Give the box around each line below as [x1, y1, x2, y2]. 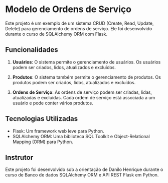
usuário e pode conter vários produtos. [12, 100, 94, 106]
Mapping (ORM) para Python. [12, 139, 74, 145]
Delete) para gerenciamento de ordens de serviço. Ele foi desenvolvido [5, 25, 152, 31]
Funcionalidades [5, 45, 59, 54]
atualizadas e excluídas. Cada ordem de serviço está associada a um [12, 94, 155, 100]
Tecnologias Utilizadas [5, 114, 78, 123]
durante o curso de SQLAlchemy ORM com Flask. [5, 31, 108, 37]
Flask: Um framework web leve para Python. [12, 128, 104, 134]
